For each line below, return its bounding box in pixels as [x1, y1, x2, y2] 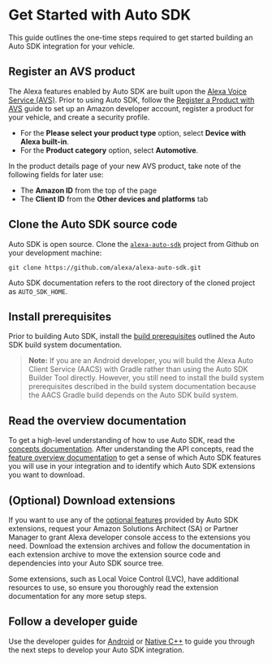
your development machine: [8, 248, 102, 258]
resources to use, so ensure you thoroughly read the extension [8, 583, 219, 592]
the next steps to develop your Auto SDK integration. [8, 644, 184, 655]
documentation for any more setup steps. [8, 591, 147, 600]
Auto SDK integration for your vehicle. [8, 41, 136, 50]
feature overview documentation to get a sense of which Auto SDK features [8, 453, 261, 462]
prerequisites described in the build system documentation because [28, 382, 257, 392]
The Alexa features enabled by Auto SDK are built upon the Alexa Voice [8, 86, 248, 96]
